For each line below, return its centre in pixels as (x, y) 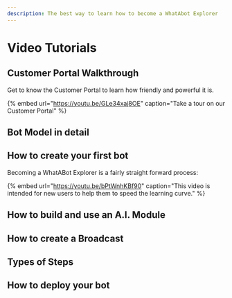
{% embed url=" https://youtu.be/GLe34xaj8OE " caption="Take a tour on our (116, 103)
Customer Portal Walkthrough (73, 73)
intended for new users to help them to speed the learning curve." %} (106, 193)
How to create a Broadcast (65, 238)
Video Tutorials (52, 47)
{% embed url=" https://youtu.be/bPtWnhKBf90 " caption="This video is (109, 186)
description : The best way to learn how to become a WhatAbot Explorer (113, 13)
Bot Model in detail (48, 132)
